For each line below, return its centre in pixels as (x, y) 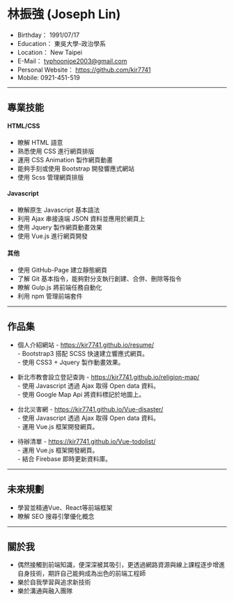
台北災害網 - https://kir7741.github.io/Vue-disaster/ (90, 409)
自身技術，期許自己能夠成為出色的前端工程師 (81, 573)
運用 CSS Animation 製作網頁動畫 (65, 159)
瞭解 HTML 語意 (40, 142)
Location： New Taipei (49, 52)
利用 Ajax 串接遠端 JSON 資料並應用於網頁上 (81, 218)
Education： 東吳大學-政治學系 (62, 43)
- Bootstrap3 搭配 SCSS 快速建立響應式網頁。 (83, 353)
